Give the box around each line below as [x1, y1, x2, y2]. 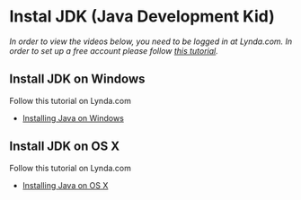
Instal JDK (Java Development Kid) [9, 6, 276, 27]
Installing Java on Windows [22, 112, 124, 123]
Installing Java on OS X [22, 179, 109, 190]
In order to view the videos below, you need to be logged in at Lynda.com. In [9, 36, 293, 47]
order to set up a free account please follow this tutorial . [9, 45, 218, 56]
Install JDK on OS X [9, 139, 120, 154]
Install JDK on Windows [9, 72, 146, 87]
